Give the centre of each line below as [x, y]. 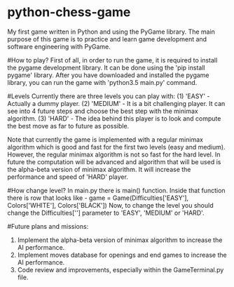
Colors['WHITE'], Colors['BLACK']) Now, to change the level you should [110, 205]
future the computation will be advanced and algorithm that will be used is [114, 161]
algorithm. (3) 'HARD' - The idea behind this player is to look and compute [114, 118]
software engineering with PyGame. [59, 46]
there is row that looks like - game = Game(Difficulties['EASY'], [98, 198]
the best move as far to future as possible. [68, 126]
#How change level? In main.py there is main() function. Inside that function [116, 190]
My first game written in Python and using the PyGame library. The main [111, 32]
